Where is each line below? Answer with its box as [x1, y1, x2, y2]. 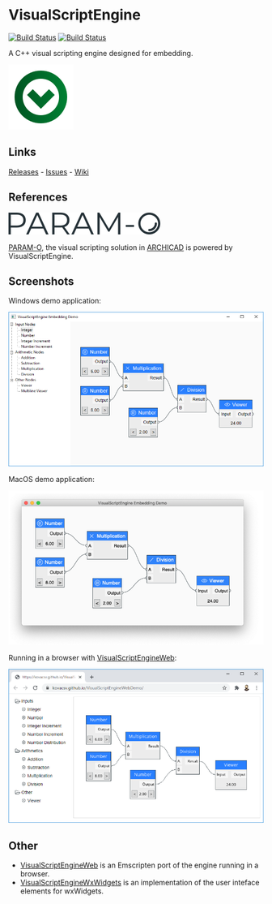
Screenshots [8, 274, 74, 288]
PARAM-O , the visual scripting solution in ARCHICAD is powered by [8, 242, 233, 252]
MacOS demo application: [8, 474, 95, 484]
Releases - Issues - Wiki [8, 166, 89, 176]
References [8, 191, 68, 204]
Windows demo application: [8, 296, 101, 306]
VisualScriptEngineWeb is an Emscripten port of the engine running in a [19, 860, 259, 870]
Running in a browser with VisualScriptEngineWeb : [8, 652, 177, 662]
